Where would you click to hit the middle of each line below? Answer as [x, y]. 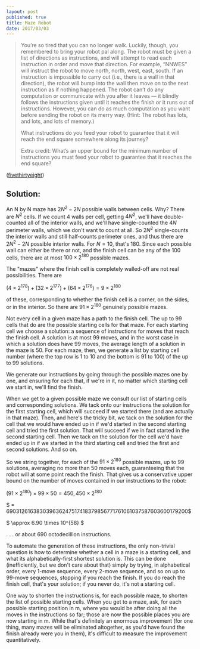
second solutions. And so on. [42, 449]
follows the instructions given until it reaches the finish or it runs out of [107, 103]
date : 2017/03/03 [28, 28]
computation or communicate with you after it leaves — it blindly [100, 96]
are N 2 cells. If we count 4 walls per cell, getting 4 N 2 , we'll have [85, 216]
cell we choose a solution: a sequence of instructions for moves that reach [98, 331]
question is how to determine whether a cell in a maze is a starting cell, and [99, 552]
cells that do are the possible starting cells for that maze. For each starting [97, 324]
